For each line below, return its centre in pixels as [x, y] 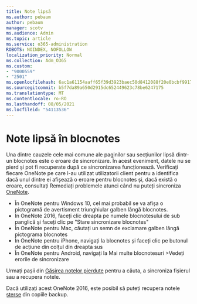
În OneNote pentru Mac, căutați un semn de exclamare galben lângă [97, 228]
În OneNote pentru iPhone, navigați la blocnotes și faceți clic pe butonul [101, 241]
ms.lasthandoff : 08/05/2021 [40, 104]
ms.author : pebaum [28, 17]
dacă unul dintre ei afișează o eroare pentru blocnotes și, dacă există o [92, 180]
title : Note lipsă [28, 11]
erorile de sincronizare [42, 259]
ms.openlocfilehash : [31, 83]
